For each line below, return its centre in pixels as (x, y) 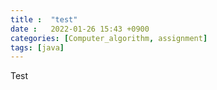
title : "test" (44, 19)
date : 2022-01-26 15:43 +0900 (80, 29)
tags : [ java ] (37, 47)
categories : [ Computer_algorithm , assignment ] (109, 38)
